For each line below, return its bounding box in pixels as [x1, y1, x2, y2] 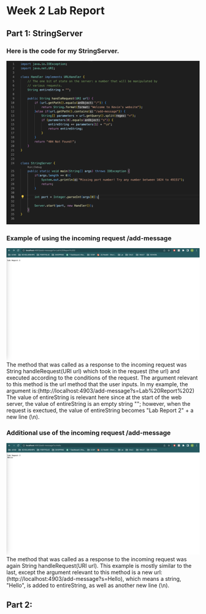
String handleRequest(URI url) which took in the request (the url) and [6, 368, 180, 375]
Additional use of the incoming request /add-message [6, 429, 171, 437]
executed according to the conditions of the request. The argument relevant [6, 374, 198, 381]
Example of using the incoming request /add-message [6, 234, 172, 243]
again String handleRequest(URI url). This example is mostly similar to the [6, 562, 192, 570]
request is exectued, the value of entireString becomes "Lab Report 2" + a [6, 406, 194, 414]
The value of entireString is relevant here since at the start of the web [6, 394, 182, 401]
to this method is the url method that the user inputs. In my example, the [6, 381, 188, 388]
